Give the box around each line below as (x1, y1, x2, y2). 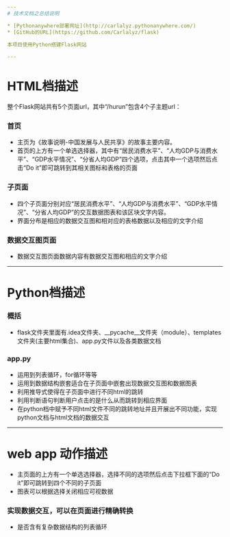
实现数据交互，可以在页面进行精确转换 (7, 506, 133, 515)
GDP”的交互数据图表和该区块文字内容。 (58, 208, 170, 216)
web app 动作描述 (7, 446, 108, 462)
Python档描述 (7, 285, 86, 301)
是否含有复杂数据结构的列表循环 (16, 523, 107, 531)
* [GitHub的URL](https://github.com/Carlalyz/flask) (7, 29, 159, 36)
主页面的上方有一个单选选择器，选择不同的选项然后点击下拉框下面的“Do (16, 470, 220, 478)
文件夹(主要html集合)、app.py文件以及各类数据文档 (16, 337, 162, 345)
